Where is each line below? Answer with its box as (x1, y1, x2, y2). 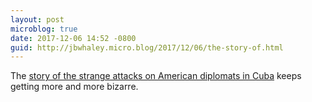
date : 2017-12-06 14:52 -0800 (10, 33, 137, 43)
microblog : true (10, 24, 78, 34)
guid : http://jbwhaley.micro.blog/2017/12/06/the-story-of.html (10, 42, 284, 53)
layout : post (10, 14, 65, 25)
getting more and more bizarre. (10, 81, 139, 93)
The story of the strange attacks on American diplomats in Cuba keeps (10, 70, 302, 82)
